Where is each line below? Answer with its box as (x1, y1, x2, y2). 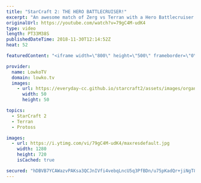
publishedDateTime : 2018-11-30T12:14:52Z (6, 36, 111, 42)
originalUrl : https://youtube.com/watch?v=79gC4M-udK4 (6, 20, 146, 26)
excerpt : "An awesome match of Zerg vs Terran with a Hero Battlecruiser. (6, 14, 197, 20)
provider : (6, 63, 31, 69)
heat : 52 (6, 42, 28, 48)
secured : (6, 168, 28, 173)
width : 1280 (17, 146, 47, 152)
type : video (6, 25, 36, 32)
